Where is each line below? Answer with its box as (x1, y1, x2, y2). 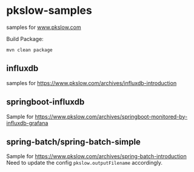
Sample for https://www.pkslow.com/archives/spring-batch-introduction (6, 153, 187, 160)
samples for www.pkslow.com (6, 24, 82, 31)
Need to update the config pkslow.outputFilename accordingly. (6, 159, 162, 167)
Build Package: (6, 35, 44, 42)
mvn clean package (6, 46, 53, 53)
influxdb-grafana (6, 119, 48, 127)
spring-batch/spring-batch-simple (6, 136, 141, 147)
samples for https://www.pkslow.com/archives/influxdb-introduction (6, 79, 177, 86)
